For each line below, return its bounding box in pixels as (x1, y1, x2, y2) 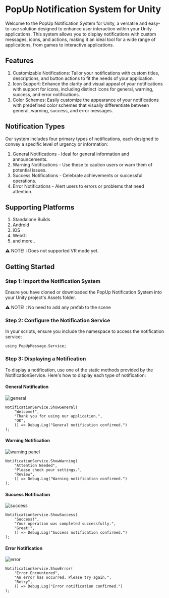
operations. (12, 178, 37, 184)
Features (5, 57, 34, 65)
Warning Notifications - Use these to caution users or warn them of (12, 161, 153, 167)
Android (12, 222, 29, 228)
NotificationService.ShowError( (5, 566, 73, 571)
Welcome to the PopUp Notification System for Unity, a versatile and (5, 20, 147, 26)
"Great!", (14, 526, 35, 531)
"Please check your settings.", (14, 467, 82, 473)
